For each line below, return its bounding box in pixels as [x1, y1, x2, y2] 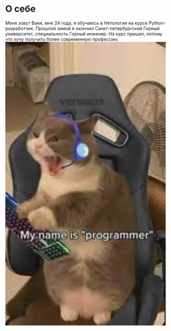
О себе [5, 3, 36, 15]
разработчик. [5, 25, 35, 31]
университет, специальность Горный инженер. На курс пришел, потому [5, 31, 163, 37]
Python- [148, 20, 166, 26]
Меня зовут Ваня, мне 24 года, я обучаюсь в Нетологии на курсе [5, 20, 148, 26]
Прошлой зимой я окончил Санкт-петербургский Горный [35, 25, 160, 31]
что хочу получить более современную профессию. [5, 36, 120, 42]
